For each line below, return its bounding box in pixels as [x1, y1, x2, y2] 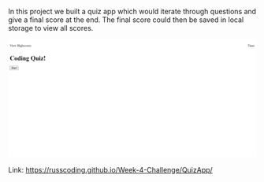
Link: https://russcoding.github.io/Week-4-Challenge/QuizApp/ [8, 165, 213, 174]
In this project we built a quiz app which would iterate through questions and [8, 7, 257, 16]
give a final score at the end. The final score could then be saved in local [8, 15, 244, 24]
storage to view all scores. [8, 24, 94, 32]
